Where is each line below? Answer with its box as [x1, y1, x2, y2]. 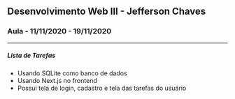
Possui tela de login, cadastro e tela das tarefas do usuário [17, 84, 187, 92]
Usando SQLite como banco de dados [17, 69, 127, 77]
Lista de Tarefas [7, 52, 56, 60]
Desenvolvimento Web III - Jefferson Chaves [7, 6, 206, 17]
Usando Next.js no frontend [17, 76, 98, 84]
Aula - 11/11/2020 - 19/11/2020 [7, 26, 112, 36]
